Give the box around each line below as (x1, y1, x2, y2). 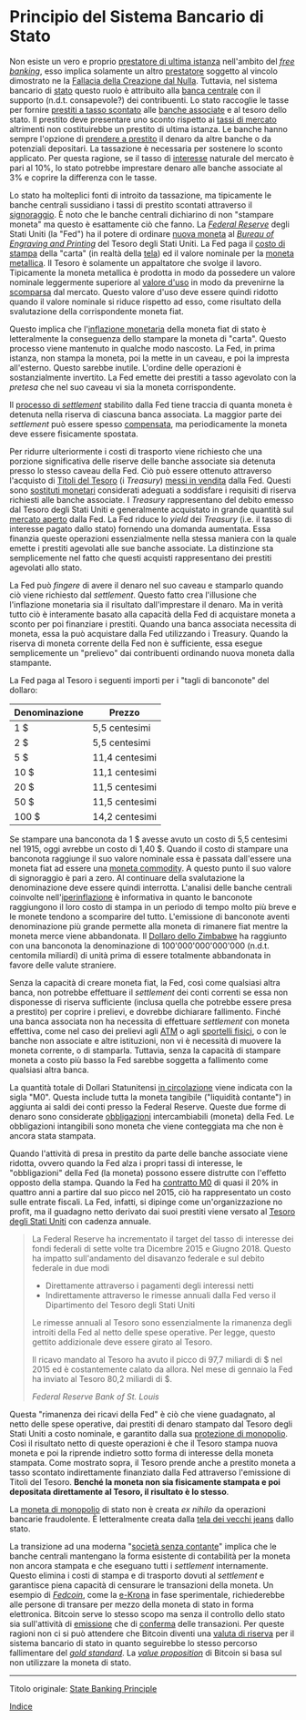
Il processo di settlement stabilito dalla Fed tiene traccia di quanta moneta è (9, 399, 293, 410)
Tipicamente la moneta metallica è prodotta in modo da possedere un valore (9, 267, 296, 278)
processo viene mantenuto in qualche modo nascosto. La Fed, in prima (9, 343, 276, 353)
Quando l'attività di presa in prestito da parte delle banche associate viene (9, 1148, 289, 1159)
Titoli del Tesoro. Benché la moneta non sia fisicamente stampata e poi (9, 1476, 280, 1487)
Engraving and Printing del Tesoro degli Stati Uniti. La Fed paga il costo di (9, 238, 286, 249)
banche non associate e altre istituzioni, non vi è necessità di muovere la (9, 1035, 282, 1046)
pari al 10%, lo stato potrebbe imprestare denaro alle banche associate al (9, 162, 283, 173)
